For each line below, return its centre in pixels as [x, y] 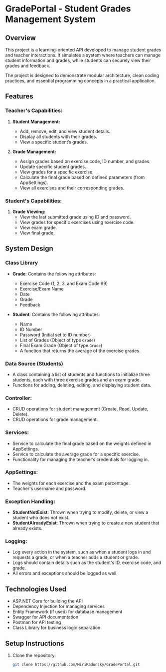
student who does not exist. [41, 517]
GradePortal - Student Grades [68, 9]
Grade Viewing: [29, 211]
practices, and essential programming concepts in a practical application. [81, 81]
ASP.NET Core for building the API [48, 601]
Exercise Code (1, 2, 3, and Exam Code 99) [64, 283]
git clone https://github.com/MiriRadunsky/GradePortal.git [76, 665]
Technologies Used [36, 589]
